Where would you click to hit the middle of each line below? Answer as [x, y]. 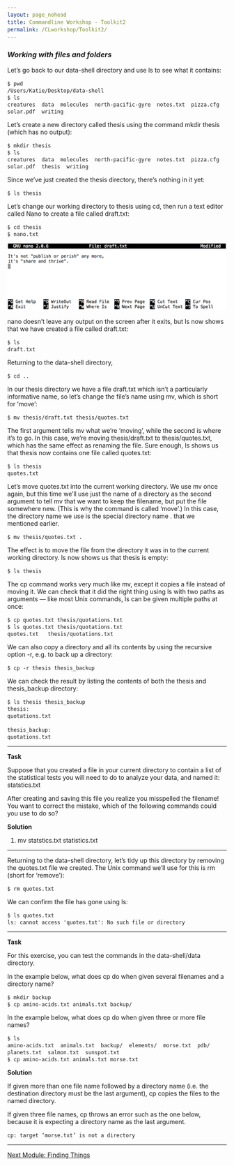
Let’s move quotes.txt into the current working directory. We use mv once [112, 487]
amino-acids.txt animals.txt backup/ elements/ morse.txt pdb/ [109, 1046]
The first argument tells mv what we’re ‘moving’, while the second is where [114, 431]
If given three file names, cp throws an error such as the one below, [104, 1114]
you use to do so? [33, 813]
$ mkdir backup [29, 998]
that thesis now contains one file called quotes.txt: [79, 453]
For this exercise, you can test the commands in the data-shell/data [104, 956]
